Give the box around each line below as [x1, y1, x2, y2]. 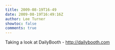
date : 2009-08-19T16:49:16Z [5, 12, 64, 17]
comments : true [5, 26, 37, 31]
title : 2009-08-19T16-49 [5, 7, 57, 12]
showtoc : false [5, 21, 37, 26]
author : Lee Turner [5, 16, 46, 21]
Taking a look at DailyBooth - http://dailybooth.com [5, 39, 110, 45]
